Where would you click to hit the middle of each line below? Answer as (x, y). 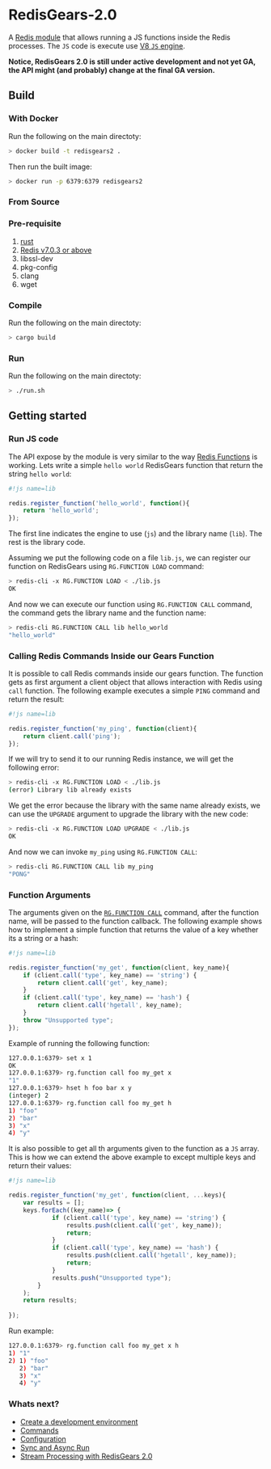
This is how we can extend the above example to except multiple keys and (132, 1157)
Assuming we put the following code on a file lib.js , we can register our (129, 558)
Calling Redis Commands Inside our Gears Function (111, 656)
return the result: (36, 699)
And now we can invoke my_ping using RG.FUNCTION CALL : (103, 851)
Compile (25, 305)
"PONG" (19, 874)
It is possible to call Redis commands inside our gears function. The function (136, 673)
